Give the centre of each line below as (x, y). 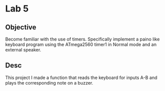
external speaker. (23, 50)
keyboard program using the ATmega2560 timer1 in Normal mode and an (81, 44)
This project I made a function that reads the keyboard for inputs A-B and (81, 77)
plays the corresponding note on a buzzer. (49, 82)
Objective (21, 27)
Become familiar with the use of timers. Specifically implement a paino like (82, 39)
